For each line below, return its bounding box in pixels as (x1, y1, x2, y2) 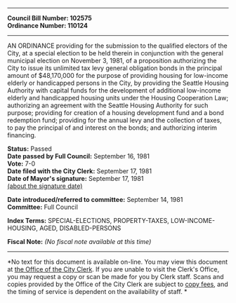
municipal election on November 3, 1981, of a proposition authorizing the (7, 57, 217, 65)
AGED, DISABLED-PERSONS (39, 224, 122, 232)
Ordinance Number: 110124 (7, 22, 88, 29)
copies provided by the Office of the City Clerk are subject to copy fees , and (7, 280, 228, 288)
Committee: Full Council (7, 203, 79, 211)
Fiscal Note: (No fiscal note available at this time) (7, 238, 152, 245)
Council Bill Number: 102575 (7, 14, 93, 22)
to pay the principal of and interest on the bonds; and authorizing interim (7, 123, 218, 132)
